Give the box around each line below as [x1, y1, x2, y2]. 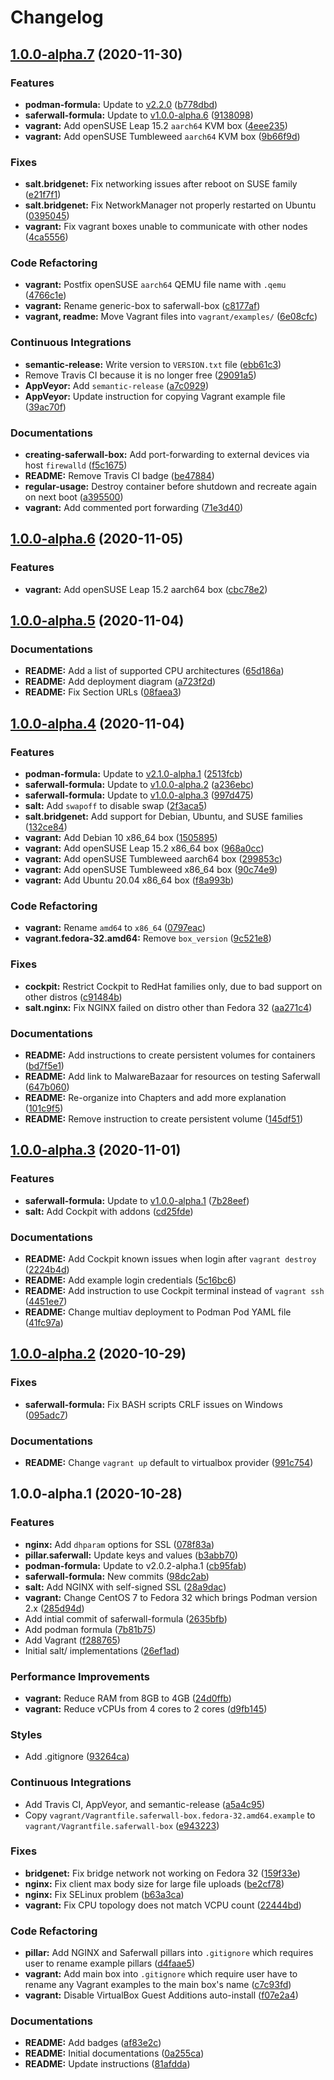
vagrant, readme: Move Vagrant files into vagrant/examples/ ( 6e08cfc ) [24, 311, 318, 323]
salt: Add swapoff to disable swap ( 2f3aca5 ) [24, 800, 208, 812]
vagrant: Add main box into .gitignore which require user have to [24, 1968, 298, 1980]
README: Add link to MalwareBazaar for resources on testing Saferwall [24, 1071, 321, 1083]
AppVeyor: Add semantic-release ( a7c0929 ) [24, 379, 210, 391]
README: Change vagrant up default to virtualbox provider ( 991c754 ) [24, 1456, 314, 1468]
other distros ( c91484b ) [24, 991, 123, 1003]
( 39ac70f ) [24, 401, 67, 413]
